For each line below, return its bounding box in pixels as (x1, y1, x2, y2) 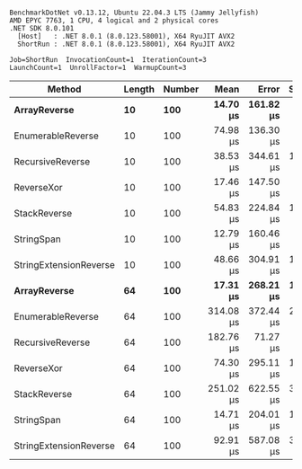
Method (47, 83, 82, 95)
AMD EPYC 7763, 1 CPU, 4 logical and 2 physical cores (9, 16, 219, 25)
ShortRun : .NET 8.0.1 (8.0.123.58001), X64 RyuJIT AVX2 (17, 40, 235, 49)
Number (163, 83, 200, 95)
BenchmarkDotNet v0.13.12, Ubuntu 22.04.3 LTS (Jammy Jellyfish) (9, 8, 259, 17)
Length (123, 83, 155, 95)
